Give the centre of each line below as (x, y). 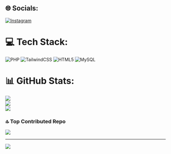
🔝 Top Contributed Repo (36, 121)
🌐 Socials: (22, 8)
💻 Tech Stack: (37, 42)
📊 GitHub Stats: (40, 81)
